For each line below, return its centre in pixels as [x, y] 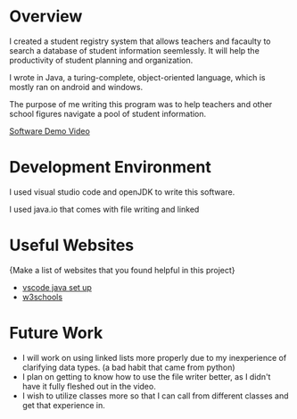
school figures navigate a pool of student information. [108, 113]
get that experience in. [63, 405]
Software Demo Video [50, 130]
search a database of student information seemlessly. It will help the [135, 50]
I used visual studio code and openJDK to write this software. [122, 192]
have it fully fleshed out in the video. [89, 386]
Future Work [56, 333]
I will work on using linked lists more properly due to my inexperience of [154, 357]
